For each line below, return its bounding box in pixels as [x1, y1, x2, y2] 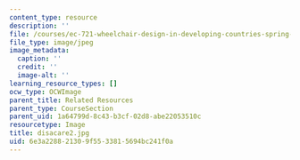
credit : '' [17, 63, 58, 72]
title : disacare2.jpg [9, 129, 90, 138]
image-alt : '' [17, 71, 70, 80]
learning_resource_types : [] [9, 79, 118, 88]
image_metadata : [9, 46, 70, 55]
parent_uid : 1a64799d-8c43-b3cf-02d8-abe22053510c [9, 112, 202, 121]
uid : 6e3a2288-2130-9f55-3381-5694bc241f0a [9, 137, 174, 146]
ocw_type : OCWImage [9, 87, 82, 96]
